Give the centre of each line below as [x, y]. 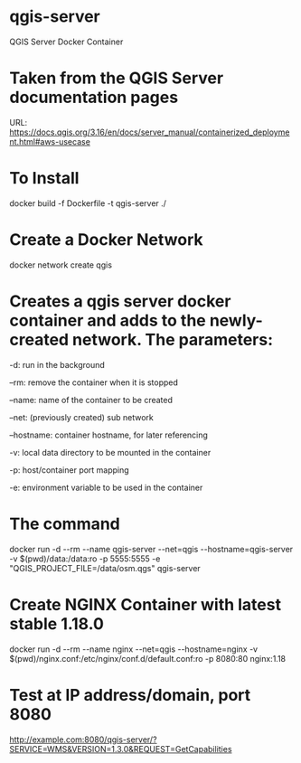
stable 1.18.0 [56, 623]
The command [65, 524]
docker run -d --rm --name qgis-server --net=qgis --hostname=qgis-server [151, 549]
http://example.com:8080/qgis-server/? [83, 739]
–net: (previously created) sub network [81, 417]
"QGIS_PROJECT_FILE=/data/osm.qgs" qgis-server [105, 568]
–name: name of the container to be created [91, 400]
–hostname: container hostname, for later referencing [108, 435]
